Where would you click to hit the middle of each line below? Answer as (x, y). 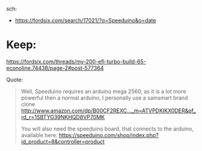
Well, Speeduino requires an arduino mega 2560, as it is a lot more (103, 91)
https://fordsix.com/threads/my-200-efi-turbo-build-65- (76, 61)
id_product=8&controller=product (63, 141)
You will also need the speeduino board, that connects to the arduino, (107, 129)
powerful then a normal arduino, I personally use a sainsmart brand (104, 98)
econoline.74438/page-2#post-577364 (55, 68)
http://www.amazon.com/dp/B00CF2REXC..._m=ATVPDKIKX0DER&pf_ (108, 111)
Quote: (15, 79)
